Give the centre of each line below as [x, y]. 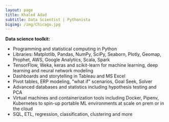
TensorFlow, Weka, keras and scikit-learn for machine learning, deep [85, 65]
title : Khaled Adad [26, 15]
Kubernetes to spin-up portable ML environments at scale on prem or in [88, 104]
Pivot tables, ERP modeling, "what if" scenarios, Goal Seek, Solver [82, 82]
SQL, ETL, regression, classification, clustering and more [72, 114]
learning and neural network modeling [53, 71]
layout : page [19, 10]
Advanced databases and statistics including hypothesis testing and [84, 87]
